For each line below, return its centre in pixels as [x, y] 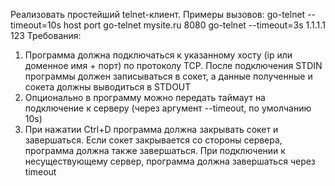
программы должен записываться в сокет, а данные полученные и [168, 76]
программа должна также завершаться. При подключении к [155, 150]
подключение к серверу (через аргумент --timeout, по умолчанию [168, 108]
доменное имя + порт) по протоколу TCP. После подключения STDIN [173, 65]
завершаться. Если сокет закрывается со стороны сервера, [153, 140]
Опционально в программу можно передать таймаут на [145, 97]
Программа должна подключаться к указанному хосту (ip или [158, 55]
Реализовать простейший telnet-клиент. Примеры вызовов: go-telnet [158, 14]
